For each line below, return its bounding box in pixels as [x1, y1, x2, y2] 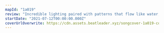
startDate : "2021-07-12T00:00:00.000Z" [5, 16, 86, 21]
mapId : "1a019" [5, 7, 36, 12]
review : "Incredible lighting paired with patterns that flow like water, [5, 12, 161, 16]
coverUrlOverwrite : [5, 20, 45, 26]
